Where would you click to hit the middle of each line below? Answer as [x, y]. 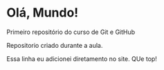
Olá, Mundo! [43, 13]
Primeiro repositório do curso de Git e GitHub [71, 32]
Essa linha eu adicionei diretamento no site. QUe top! [82, 59]
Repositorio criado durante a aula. [55, 45]
